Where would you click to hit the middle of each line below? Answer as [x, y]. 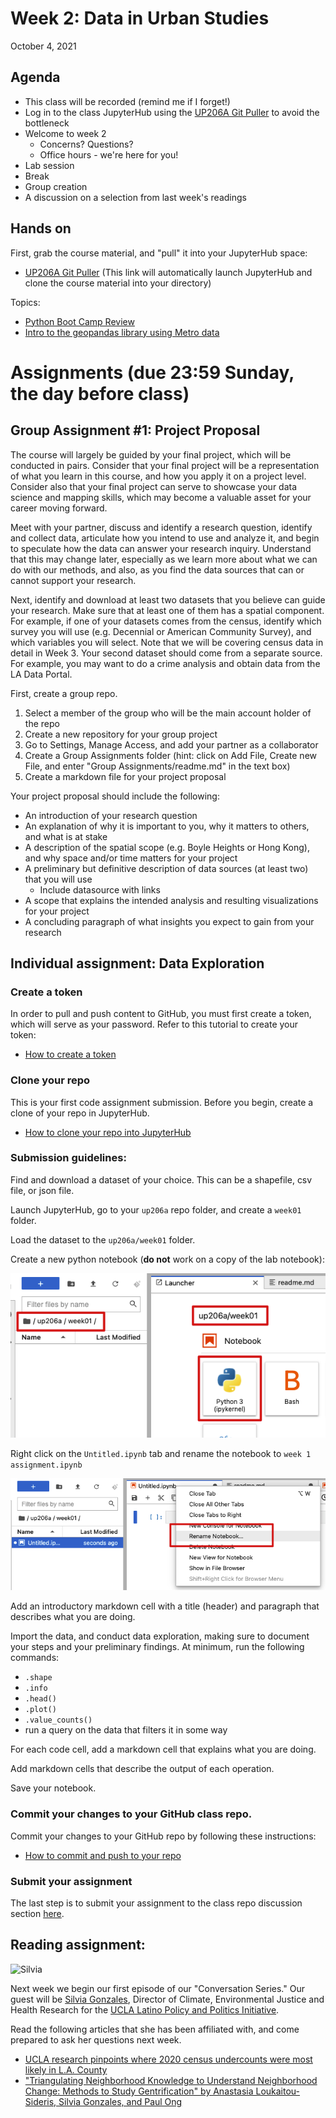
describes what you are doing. [73, 1617]
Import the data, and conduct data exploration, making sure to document [160, 1636]
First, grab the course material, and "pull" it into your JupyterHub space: [159, 253]
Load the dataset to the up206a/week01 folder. [103, 1239]
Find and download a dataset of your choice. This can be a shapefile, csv [161, 1179]
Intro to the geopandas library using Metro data [122, 332]
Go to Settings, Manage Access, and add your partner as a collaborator [171, 744]
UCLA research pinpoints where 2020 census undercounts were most [168, 2059]
